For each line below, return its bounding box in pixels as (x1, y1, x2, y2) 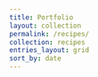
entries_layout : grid (9, 46, 90, 55)
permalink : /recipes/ (9, 29, 90, 38)
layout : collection (9, 21, 82, 30)
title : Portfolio (9, 12, 74, 22)
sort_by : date (9, 54, 62, 63)
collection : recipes (9, 37, 86, 47)
